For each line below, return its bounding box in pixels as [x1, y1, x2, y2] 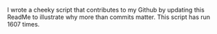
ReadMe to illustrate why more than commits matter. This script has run [7, 13, 211, 21]
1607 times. [7, 20, 40, 28]
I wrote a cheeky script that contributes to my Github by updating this [7, 6, 205, 14]
